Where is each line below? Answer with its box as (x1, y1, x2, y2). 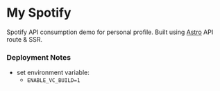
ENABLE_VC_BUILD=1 (26, 77, 81, 84)
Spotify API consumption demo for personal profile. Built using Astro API (6, 28, 214, 36)
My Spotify (6, 5, 71, 21)
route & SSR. (6, 35, 43, 43)
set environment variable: (16, 68, 90, 77)
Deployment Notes (6, 52, 71, 62)
